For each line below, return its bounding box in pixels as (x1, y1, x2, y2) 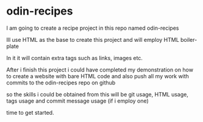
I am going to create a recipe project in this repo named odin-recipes (6, 24, 179, 32)
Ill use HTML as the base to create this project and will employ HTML (6, 36, 180, 43)
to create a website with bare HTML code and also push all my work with (6, 72, 189, 80)
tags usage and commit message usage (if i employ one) (6, 97, 149, 104)
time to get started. (6, 109, 54, 116)
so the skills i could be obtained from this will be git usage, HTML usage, (6, 90, 189, 98)
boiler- (180, 36, 198, 43)
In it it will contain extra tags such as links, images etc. (6, 54, 143, 61)
